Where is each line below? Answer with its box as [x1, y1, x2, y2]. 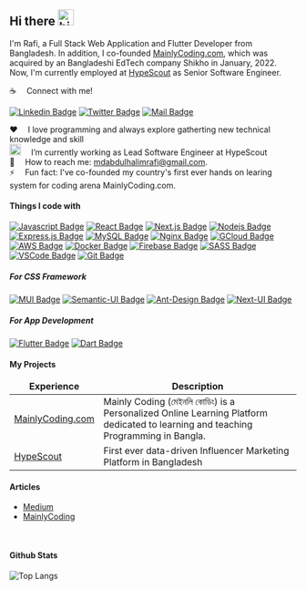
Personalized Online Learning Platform [103, 407, 269, 419]
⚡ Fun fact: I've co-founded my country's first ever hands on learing [9, 166, 273, 178]
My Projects [9, 358, 56, 369]
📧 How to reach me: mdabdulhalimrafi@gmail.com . [9, 156, 208, 167]
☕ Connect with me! [9, 85, 93, 96]
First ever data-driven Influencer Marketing [103, 444, 290, 457]
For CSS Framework [9, 271, 87, 282]
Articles [9, 481, 41, 492]
